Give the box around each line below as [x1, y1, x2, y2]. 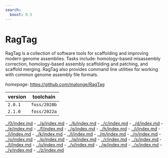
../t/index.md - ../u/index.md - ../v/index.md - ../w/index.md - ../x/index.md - [5, 142, 162, 148]
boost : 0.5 [10, 12, 33, 17]
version [8, 94, 27, 101]
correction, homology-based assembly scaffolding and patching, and [5, 61, 148, 67]
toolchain [32, 94, 56, 101]
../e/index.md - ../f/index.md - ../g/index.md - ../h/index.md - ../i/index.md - [5, 126, 160, 132]
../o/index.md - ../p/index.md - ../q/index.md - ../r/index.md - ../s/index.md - [5, 136, 162, 142]
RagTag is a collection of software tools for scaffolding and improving [5, 50, 149, 56]
